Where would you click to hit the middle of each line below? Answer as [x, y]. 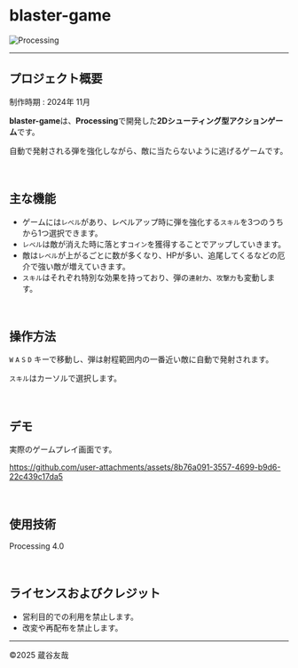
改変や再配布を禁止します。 [72, 627]
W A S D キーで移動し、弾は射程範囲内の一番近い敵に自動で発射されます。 [141, 359]
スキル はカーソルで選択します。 [66, 378]
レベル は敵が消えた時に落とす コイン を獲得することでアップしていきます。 [154, 244]
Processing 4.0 [37, 546]
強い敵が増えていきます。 [84, 266]
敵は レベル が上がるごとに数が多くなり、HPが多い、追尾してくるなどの [149, 255]
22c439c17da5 [36, 477]
